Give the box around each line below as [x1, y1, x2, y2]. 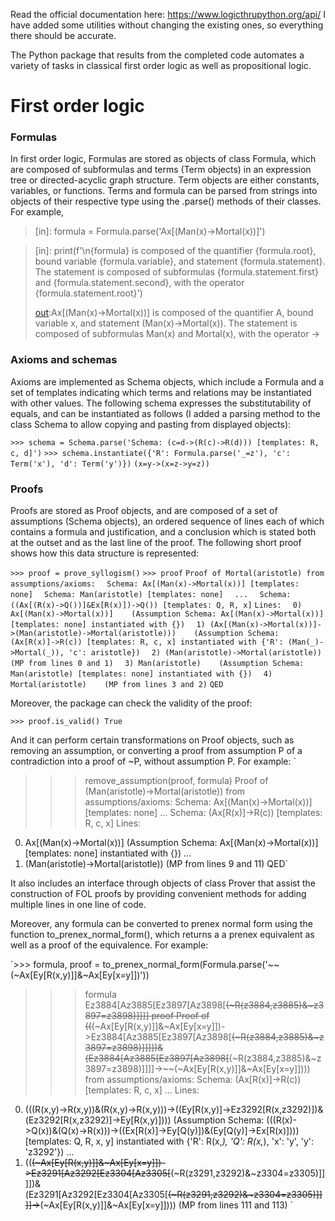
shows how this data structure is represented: [10, 547, 200, 559]
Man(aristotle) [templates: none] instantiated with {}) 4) [10, 669, 273, 679]
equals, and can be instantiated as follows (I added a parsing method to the [10, 407, 321, 419]
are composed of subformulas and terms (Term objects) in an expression [10, 164, 312, 176]
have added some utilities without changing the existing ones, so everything [10, 19, 324, 31]
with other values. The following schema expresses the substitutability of [10, 397, 312, 409]
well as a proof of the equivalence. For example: [10, 939, 209, 951]
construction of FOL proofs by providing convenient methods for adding [10, 888, 307, 900]
